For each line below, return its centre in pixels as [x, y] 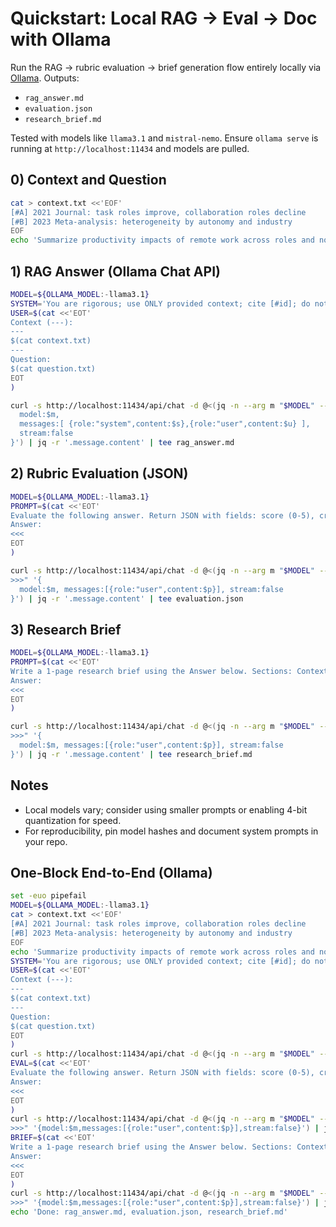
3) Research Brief [66, 629]
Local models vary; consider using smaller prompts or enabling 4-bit [166, 809]
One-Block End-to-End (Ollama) [111, 873]
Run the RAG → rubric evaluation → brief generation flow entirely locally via [166, 67]
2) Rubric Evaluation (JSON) [99, 473]
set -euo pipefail [48, 896]
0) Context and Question [88, 180]
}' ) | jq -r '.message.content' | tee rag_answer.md [122, 443]
